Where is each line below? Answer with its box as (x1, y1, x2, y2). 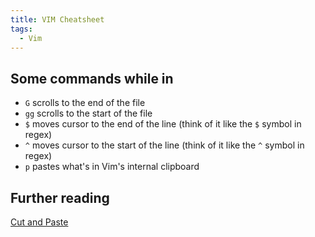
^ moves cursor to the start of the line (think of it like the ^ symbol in (24, 139, 305, 151)
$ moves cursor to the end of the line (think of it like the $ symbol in (24, 118, 302, 130)
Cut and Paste (10, 216, 69, 228)
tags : (10, 24, 33, 34)
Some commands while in (10, 70, 174, 87)
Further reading (10, 189, 110, 206)
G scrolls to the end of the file (24, 97, 146, 109)
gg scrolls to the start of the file (24, 107, 153, 120)
